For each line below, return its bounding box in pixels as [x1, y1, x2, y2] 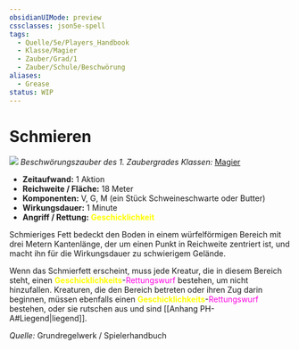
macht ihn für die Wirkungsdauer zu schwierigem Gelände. [9, 248, 226, 259]
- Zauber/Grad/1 [17, 54, 78, 63]
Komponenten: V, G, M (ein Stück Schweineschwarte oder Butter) [21, 193, 266, 204]
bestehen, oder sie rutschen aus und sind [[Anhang [9, 304, 198, 314]
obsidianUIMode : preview [9, 12, 102, 22]
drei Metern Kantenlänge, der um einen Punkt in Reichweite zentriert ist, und [9, 238, 290, 250]
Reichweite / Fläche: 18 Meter [21, 184, 134, 195]
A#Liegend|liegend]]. [9, 313, 87, 324]
